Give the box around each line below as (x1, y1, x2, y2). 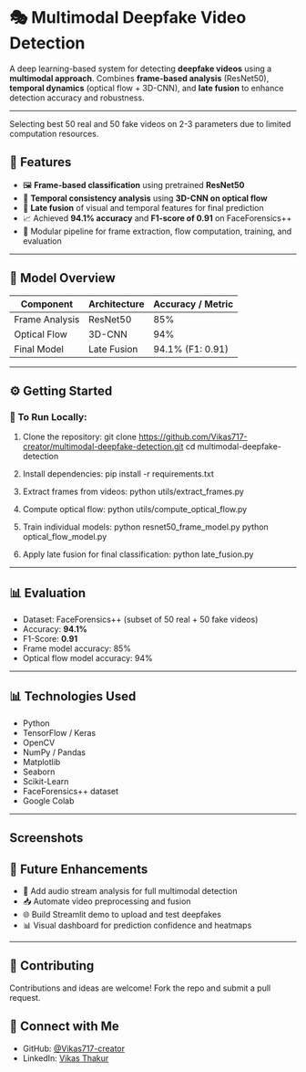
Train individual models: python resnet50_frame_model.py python (22, 521, 269, 532)
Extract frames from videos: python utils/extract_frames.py (22, 486, 244, 498)
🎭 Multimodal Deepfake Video (9, 7, 247, 28)
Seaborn (22, 766, 56, 777)
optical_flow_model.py (22, 531, 107, 542)
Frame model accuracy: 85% (22, 643, 132, 654)
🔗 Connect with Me (9, 1019, 120, 1035)
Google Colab (22, 795, 75, 806)
